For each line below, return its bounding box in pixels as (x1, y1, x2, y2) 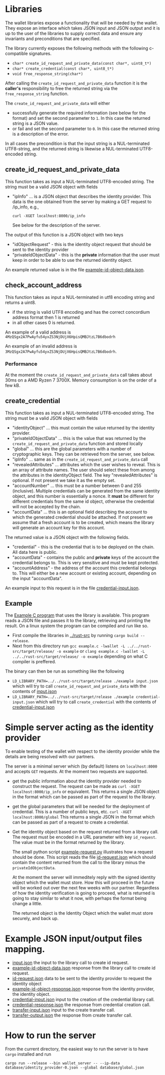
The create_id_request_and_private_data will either (5, 100, 110, 106)
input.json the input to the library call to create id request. (12, 960, 129, 966)
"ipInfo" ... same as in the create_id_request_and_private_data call (12, 456, 148, 462)
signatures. (29, 50, 52, 56)
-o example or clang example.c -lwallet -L (56, 648, 145, 654)
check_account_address (5, 281, 82, 290)
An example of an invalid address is (5, 343, 77, 349)
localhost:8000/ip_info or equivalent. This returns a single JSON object (12, 788, 160, 795)
